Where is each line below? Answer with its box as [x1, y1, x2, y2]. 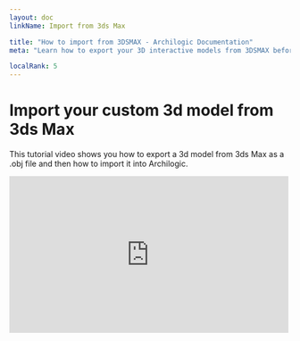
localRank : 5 [9, 62, 58, 71]
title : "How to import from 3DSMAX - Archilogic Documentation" [9, 37, 254, 46]
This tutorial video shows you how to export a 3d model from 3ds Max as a [9, 149, 285, 160]
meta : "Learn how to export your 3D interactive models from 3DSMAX [9, 46, 270, 54]
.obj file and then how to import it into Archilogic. [9, 158, 188, 170]
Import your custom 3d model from [9, 100, 274, 121]
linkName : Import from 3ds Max [9, 21, 126, 30]
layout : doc [9, 12, 54, 22]
